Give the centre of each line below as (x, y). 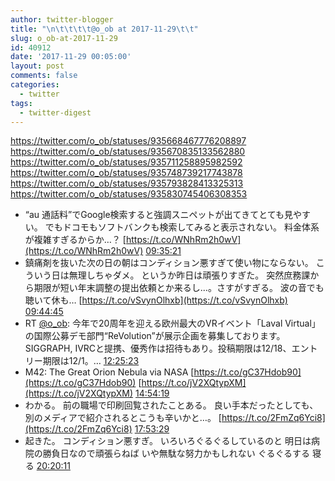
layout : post (37, 66)
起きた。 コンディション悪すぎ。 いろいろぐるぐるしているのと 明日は (168, 441)
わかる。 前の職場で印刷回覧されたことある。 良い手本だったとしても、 (171, 405)
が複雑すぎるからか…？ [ (75, 240)
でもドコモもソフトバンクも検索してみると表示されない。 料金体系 (182, 227)
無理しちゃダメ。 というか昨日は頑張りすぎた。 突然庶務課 (189, 275)
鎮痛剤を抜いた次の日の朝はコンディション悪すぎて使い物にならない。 (169, 263)
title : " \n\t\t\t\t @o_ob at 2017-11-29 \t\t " (104, 29)
